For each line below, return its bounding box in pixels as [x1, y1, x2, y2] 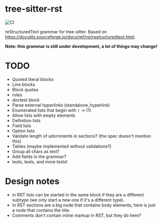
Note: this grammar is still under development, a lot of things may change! [5, 43, 158, 49]
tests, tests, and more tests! [12, 159, 68, 164]
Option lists [12, 127, 35, 134]
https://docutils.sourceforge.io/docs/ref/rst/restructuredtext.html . [5, 34, 136, 40]
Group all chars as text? [12, 148, 60, 154]
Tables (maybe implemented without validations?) [12, 143, 112, 149]
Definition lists [12, 117, 41, 123]
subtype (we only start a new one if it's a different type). [12, 197, 125, 203]
